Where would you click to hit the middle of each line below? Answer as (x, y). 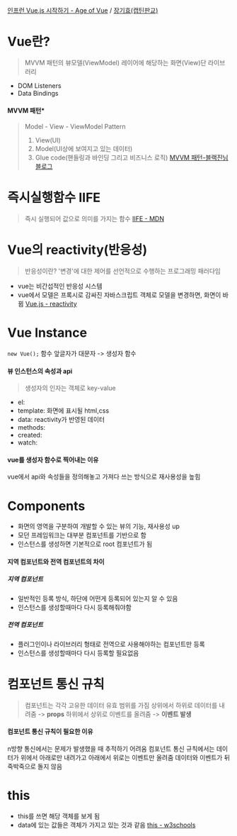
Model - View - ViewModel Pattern (75, 127)
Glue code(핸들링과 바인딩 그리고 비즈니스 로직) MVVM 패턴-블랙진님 (132, 157)
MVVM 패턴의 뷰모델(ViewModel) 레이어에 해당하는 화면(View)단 (115, 62)
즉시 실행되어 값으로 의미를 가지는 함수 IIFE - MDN (94, 219)
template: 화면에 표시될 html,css (63, 411)
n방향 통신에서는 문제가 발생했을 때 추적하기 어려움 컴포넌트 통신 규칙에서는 (111, 748)
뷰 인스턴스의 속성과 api (40, 371)
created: (30, 435)
